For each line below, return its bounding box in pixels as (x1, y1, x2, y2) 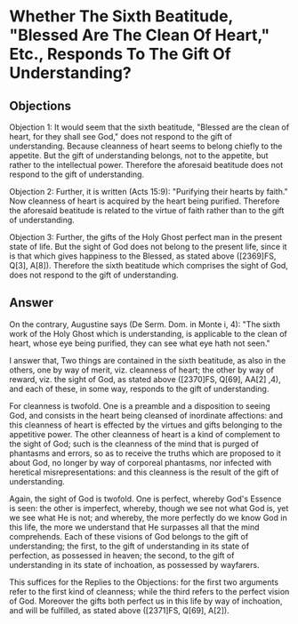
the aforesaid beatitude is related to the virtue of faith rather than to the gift (9, 205, 285, 215)
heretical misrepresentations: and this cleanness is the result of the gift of (9, 467, 279, 477)
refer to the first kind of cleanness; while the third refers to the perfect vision (9, 586, 290, 596)
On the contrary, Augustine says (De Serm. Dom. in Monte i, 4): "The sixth (9, 318, 281, 330)
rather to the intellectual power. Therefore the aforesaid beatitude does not (9, 160, 284, 170)
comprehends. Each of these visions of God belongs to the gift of (9, 531, 249, 541)
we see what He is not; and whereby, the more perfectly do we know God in (9, 512, 287, 523)
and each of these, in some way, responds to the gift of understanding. (9, 383, 270, 394)
